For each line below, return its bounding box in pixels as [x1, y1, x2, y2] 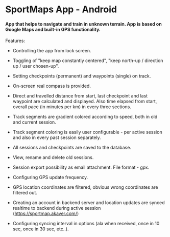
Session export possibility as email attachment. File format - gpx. [12, 164, 150, 170]
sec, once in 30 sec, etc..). [12, 226, 69, 232]
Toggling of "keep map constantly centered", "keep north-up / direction [12, 57, 163, 64]
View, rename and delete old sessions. [12, 154, 94, 161]
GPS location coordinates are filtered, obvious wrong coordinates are [12, 184, 158, 190]
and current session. [12, 119, 56, 125]
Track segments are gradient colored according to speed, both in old [12, 114, 158, 120]
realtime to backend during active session [12, 205, 101, 211]
